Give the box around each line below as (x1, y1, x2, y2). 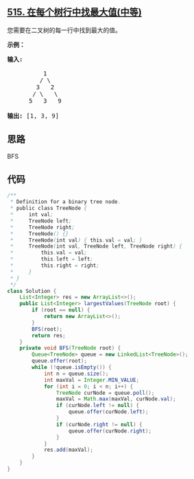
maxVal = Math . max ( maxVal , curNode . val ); (56, 396, 176, 402)
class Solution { (7, 287, 57, 294)
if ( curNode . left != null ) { (56, 402, 139, 409)
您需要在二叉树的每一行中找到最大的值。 (7, 26, 121, 34)
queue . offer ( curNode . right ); (68, 427, 152, 435)
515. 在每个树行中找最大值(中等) (7, 6, 142, 18)
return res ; (32, 332, 66, 339)
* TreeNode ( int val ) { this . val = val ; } (10, 237, 143, 244)
